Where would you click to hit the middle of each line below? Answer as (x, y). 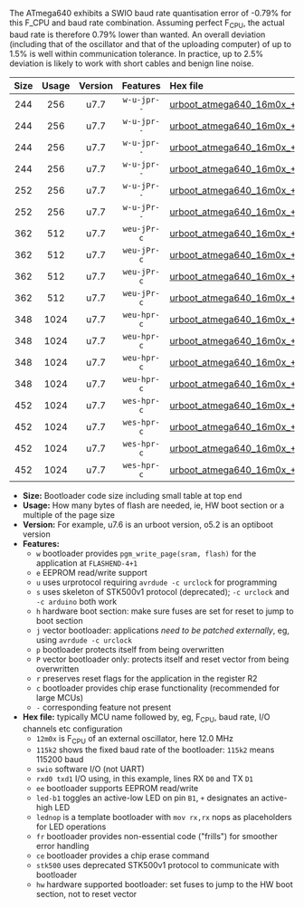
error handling (62, 846)
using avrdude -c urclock (84, 640)
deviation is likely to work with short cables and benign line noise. (132, 63)
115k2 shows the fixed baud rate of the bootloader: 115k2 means (155, 750)
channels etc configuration (72, 729)
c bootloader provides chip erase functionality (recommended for (158, 688)
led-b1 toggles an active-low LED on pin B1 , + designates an (147, 798)
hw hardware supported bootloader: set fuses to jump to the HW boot (165, 884)
